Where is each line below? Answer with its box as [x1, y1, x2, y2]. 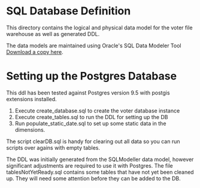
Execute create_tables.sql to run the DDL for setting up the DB [14, 113, 168, 120]
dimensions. [14, 126, 46, 133]
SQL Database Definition [6, 4, 131, 18]
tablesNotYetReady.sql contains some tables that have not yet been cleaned [6, 168, 194, 175]
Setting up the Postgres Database [6, 69, 177, 83]
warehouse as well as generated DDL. [6, 30, 100, 37]
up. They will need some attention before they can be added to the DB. [6, 175, 181, 182]
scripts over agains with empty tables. [6, 144, 101, 151]
